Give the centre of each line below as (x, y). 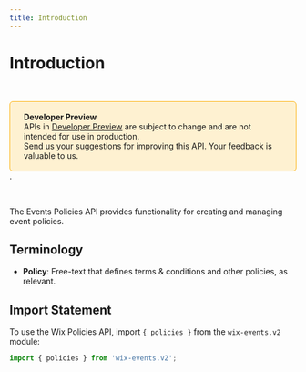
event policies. (37, 221)
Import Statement (61, 310)
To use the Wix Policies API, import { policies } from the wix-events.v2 (145, 332)
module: (25, 342)
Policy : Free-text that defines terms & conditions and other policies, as (155, 272)
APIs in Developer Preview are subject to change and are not (138, 126)
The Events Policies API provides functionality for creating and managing (146, 212)
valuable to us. (51, 155)
